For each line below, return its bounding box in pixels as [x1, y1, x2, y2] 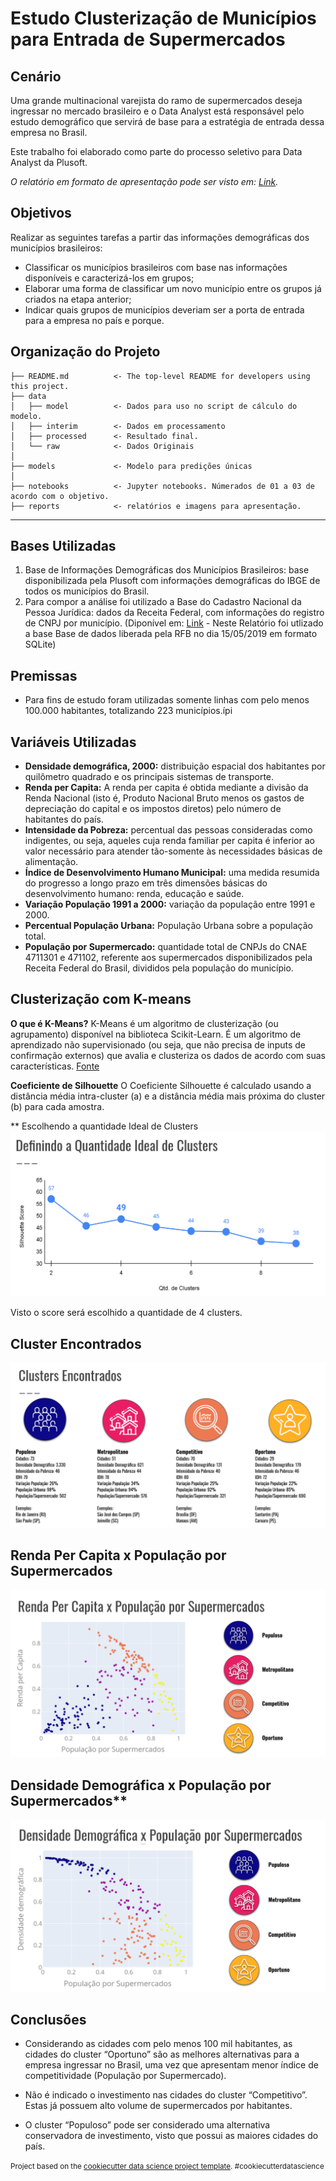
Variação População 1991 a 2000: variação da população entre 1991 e [24, 898, 316, 911]
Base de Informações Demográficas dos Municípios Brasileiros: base [24, 564, 310, 576]
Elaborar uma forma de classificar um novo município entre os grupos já [24, 282, 322, 294]
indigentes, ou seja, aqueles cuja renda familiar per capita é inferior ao [24, 835, 315, 847]
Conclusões [10, 2011, 87, 2028]
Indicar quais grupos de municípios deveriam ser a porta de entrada [24, 303, 305, 316]
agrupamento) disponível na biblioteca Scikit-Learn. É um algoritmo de [10, 1028, 302, 1040]
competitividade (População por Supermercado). [24, 2070, 227, 2082]
